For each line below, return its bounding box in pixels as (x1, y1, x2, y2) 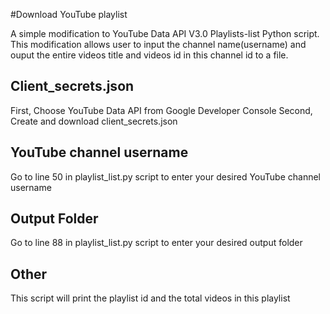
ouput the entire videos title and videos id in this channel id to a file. (10, 49, 289, 61)
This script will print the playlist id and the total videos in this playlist (10, 292, 291, 304)
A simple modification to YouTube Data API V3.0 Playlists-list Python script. (10, 28, 320, 39)
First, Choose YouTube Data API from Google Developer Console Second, (10, 104, 313, 116)
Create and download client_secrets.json (10, 115, 178, 127)
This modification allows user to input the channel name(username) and (10, 39, 307, 50)
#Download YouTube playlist (10, 9, 128, 20)
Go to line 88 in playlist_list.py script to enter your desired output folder (10, 237, 303, 249)
